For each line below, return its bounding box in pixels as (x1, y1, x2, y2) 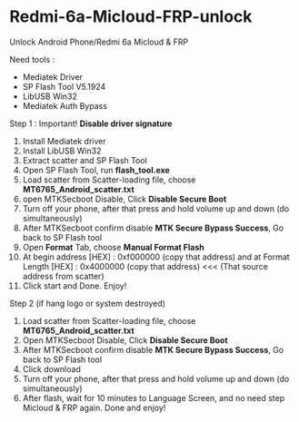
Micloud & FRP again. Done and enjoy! (22, 402, 166, 413)
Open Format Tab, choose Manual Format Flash (22, 241, 204, 252)
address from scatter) (22, 270, 105, 281)
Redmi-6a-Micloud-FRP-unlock (9, 6, 253, 27)
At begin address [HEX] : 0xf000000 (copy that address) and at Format (22, 251, 290, 262)
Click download (22, 363, 82, 374)
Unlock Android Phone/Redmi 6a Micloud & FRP (9, 36, 189, 47)
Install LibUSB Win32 (22, 145, 102, 156)
